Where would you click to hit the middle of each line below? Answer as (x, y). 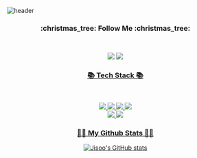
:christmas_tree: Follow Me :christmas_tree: (115, 28)
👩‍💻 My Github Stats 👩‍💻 (115, 133)
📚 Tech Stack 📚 (115, 75)
